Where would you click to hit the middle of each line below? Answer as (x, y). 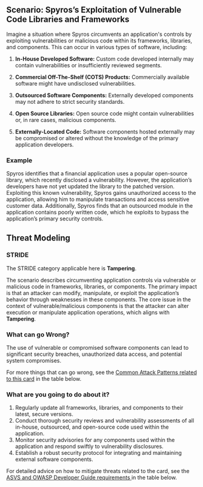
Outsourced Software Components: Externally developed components (104, 95)
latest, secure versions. (44, 414)
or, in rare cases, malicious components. (65, 120)
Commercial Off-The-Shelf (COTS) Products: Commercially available (102, 77)
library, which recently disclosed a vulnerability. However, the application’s (99, 180)
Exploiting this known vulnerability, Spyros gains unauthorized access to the (101, 193)
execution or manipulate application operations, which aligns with (88, 312)
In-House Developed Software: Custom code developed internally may (104, 59)
